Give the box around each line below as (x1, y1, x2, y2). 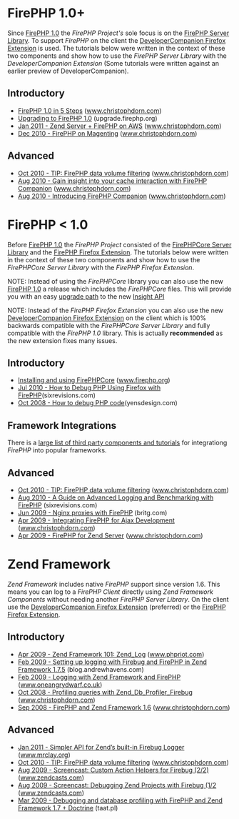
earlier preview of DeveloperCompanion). (7, 66, 129, 75)
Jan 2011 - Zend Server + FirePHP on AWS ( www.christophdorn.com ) (17, 121, 222, 130)
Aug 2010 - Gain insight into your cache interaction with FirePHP (17, 177, 208, 185)
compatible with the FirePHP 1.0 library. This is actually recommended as (7, 329, 223, 337)
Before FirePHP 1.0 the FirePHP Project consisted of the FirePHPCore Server (7, 240, 232, 249)
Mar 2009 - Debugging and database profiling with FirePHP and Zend (17, 795, 223, 805)
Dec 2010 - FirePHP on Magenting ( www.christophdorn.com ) (17, 129, 198, 137)
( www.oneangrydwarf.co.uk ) (17, 680, 103, 689)
